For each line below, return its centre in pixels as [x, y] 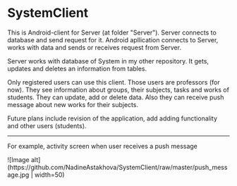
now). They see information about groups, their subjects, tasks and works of [118, 89]
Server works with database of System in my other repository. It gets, [108, 61]
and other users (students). [47, 125]
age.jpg [18, 175]
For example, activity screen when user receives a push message [102, 146]
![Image [18, 159]
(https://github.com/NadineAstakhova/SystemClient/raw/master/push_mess [117, 167]
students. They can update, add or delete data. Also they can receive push [116, 97]
